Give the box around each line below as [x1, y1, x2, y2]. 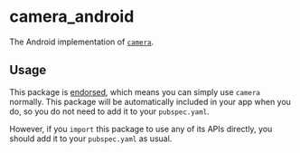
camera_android [9, 6, 135, 27]
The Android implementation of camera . [9, 36, 155, 47]
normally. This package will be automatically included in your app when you [9, 96, 292, 107]
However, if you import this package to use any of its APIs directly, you [9, 123, 273, 134]
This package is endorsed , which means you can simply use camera [9, 86, 260, 97]
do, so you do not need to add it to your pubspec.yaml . [9, 106, 210, 117]
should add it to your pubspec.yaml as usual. [9, 133, 173, 144]
